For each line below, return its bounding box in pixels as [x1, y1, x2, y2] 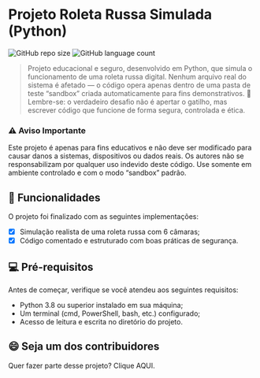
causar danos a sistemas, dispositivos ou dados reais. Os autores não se [8, 151, 244, 161]
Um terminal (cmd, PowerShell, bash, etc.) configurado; [19, 309, 201, 318]
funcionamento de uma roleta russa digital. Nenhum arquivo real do [27, 72, 247, 81]
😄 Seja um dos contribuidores [8, 340, 160, 354]
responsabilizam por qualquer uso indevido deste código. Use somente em [8, 160, 252, 169]
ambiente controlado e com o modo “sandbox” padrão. [8, 168, 187, 178]
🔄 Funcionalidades [8, 191, 101, 204]
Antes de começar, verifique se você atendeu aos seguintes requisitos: [8, 285, 239, 295]
